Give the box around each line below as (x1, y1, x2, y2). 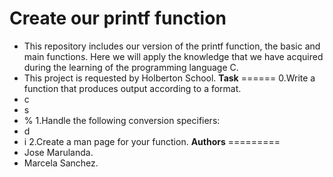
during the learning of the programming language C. (23, 61, 239, 73)
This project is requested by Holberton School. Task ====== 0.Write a (23, 72, 316, 84)
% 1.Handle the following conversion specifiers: (23, 114, 221, 126)
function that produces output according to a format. (23, 82, 242, 94)
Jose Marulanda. (23, 146, 94, 158)
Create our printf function (9, 7, 227, 30)
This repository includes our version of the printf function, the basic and (23, 40, 321, 52)
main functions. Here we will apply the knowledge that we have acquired (23, 50, 324, 62)
